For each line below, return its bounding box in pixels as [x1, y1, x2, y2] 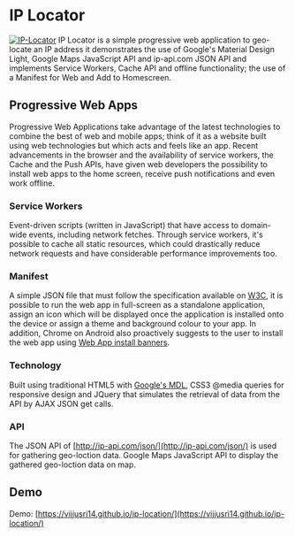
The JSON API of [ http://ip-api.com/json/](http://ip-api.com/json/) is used [9, 440, 277, 451]
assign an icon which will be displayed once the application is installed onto [9, 309, 284, 319]
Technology [9, 359, 62, 372]
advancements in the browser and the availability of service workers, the [9, 150, 274, 160]
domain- [240, 220, 272, 231]
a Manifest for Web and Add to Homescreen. [9, 72, 172, 82]
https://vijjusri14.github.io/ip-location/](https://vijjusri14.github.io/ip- [38, 508, 285, 518]
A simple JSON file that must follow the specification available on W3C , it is [9, 290, 284, 301]
